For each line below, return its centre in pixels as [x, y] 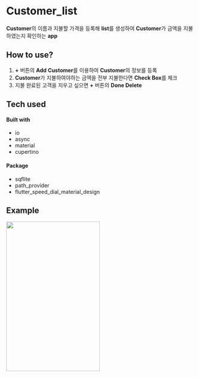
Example [23, 210]
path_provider [32, 185]
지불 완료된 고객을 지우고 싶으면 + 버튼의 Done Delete [78, 85]
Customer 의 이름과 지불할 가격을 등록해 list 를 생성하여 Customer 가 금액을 [94, 28]
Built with [18, 119]
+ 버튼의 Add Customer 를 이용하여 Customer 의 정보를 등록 [86, 70]
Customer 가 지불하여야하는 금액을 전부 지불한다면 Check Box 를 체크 [96, 77]
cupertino [27, 152]
